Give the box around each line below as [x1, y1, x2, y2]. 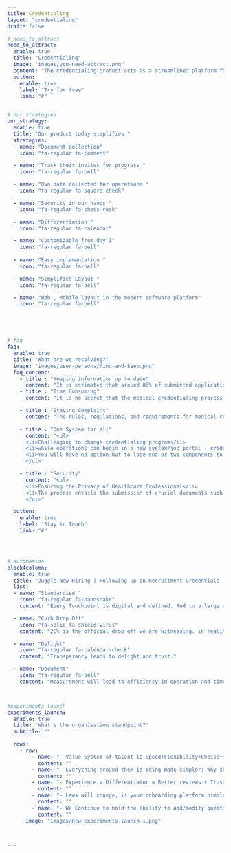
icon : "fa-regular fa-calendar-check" [19, 647, 131, 654]
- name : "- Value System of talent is [32, 753, 143, 760]
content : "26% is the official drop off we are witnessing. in [19, 627, 205, 635]
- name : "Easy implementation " [13, 257, 107, 263]
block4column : [7, 564, 48, 571]
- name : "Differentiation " [13, 218, 94, 226]
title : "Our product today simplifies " [13, 130, 131, 138]
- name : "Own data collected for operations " [13, 181, 149, 188]
